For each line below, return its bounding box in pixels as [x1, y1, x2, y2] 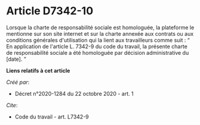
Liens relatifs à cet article [6, 67, 70, 74]
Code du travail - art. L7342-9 [14, 113, 89, 120]
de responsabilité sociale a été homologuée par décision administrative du [6, 49, 189, 56]
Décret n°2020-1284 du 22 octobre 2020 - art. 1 [14, 90, 134, 97]
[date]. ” [6, 55, 27, 62]
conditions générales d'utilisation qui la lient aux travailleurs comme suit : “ [6, 36, 190, 43]
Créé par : [6, 79, 30, 86]
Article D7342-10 [6, 4, 94, 18]
